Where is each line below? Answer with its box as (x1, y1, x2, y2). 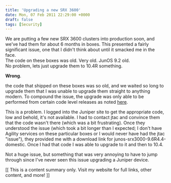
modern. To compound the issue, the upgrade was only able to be (5, 94, 144, 100)
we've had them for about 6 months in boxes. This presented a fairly (5, 41, 149, 48)
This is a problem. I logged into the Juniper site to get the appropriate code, (5, 109, 164, 115)
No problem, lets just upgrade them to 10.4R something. (5, 63, 123, 69)
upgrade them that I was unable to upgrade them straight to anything (5, 88, 151, 95)
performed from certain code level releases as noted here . (5, 99, 129, 105)
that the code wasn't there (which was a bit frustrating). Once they (5, 120, 145, 126)
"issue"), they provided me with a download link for (5, 136, 113, 142)
